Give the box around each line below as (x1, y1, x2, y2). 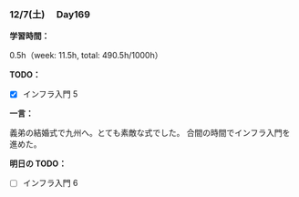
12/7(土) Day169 (9, 7, 91, 20)
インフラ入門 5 (22, 88, 78, 99)
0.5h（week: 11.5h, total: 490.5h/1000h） (9, 50, 163, 61)
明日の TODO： (9, 158, 67, 170)
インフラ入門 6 (22, 178, 78, 189)
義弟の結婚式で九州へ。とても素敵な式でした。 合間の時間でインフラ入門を (9, 128, 291, 139)
